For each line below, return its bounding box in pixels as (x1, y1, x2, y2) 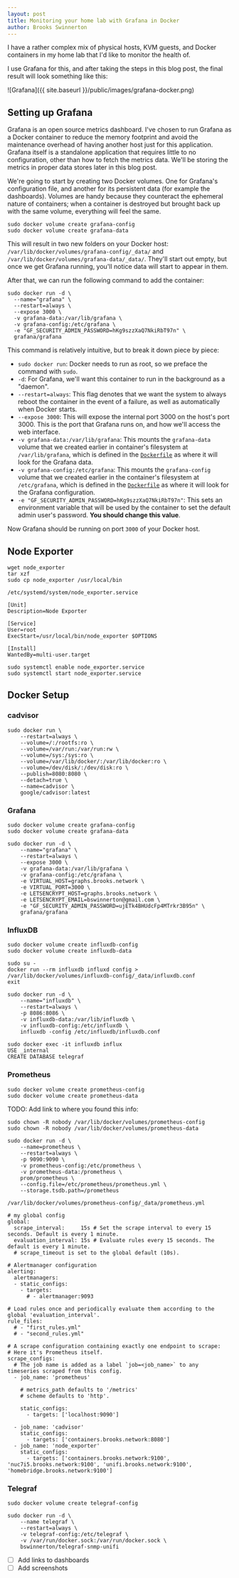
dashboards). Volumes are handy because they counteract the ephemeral (7, 192, 224, 201)
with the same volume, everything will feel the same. (7, 207, 161, 216)
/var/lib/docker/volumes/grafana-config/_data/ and (7, 247, 164, 256)
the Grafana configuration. (17, 488, 96, 497)
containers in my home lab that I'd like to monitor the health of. (7, 51, 191, 59)
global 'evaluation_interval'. (7, 1311, 100, 1318)
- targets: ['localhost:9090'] (26, 1411, 119, 1418)
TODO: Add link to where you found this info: (7, 1104, 139, 1113)
